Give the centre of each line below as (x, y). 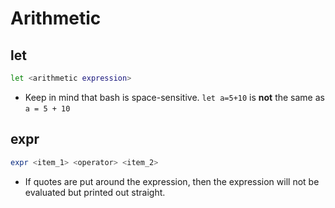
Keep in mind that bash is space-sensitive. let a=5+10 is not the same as (174, 97)
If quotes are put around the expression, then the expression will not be (172, 181)
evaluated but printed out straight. (95, 192)
